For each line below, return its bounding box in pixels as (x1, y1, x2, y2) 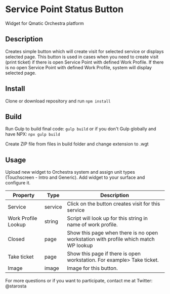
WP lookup (67, 242, 93, 249)
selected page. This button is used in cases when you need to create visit (5, 54, 159, 60)
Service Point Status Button (5, 4, 124, 15)
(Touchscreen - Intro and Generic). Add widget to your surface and (5, 174, 145, 180)
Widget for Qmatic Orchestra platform (5, 20, 84, 26)
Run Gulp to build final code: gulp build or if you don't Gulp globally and (5, 126, 156, 132)
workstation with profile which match (67, 236, 155, 243)
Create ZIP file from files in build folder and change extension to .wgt (5, 141, 149, 147)
